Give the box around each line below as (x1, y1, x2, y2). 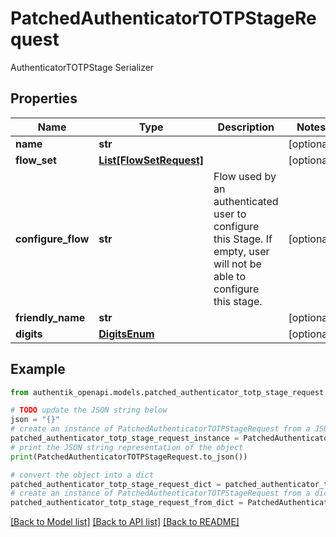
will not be (213, 257, 262, 271)
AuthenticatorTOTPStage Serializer (10, 61, 155, 73)
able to (213, 269, 246, 283)
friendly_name (15, 310, 86, 324)
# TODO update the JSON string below (10, 405, 168, 416)
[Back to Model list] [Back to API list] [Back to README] (10, 516, 240, 528)
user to (213, 207, 247, 221)
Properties (10, 90, 78, 107)
